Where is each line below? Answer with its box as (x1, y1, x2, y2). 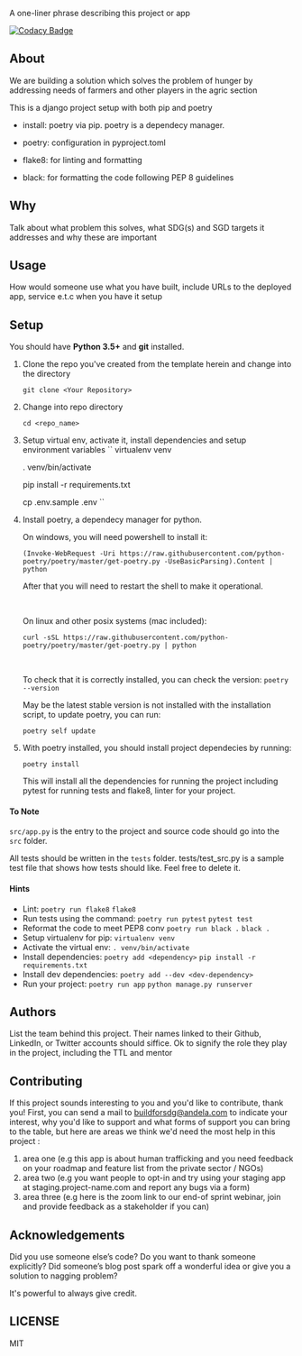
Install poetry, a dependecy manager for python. (22, 514, 203, 526)
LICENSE (9, 1314, 60, 1329)
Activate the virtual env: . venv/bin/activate (22, 941, 190, 952)
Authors (9, 1004, 57, 1020)
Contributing (9, 1073, 83, 1089)
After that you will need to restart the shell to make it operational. (22, 581, 263, 591)
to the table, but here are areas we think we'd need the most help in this (9, 1126, 276, 1137)
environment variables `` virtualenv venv (22, 444, 172, 455)
